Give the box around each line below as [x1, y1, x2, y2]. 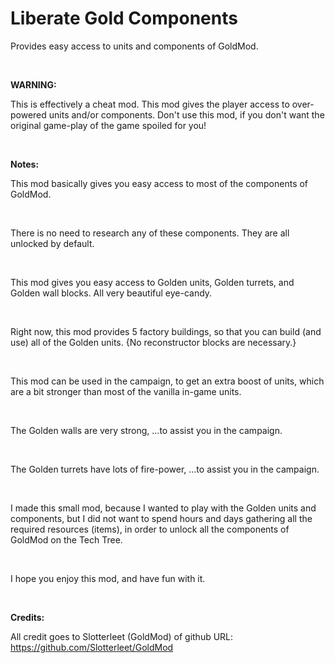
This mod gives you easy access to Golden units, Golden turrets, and [10, 276, 295, 288]
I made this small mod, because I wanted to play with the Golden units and [10, 502, 317, 514]
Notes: [10, 158, 40, 170]
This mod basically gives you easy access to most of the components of [10, 177, 309, 189]
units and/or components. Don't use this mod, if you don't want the [48, 108, 325, 121]
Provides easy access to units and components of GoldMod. [10, 40, 259, 52]
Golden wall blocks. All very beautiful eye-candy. [10, 287, 213, 299]
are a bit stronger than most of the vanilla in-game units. [10, 385, 242, 397]
